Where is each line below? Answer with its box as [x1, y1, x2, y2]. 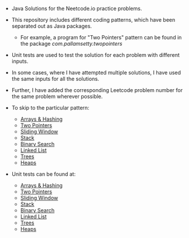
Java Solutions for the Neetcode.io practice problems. [11, 5, 142, 12]
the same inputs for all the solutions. [11, 76, 99, 82]
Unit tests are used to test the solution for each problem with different [11, 52, 180, 58]
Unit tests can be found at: [11, 171, 76, 178]
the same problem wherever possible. [11, 93, 103, 100]
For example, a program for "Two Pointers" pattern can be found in [20, 34, 182, 40]
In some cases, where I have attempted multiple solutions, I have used [11, 69, 181, 76]
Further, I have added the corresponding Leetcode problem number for [11, 87, 183, 93]
